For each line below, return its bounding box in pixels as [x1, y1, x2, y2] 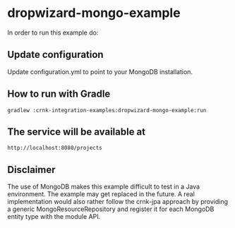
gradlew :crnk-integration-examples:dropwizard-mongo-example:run [7, 107, 207, 114]
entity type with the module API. [7, 212, 101, 221]
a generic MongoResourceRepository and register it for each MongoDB [7, 205, 215, 213]
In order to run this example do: [7, 28, 99, 37]
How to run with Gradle [7, 88, 111, 100]
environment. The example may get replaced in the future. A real [7, 190, 195, 198]
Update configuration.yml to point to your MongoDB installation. [7, 67, 193, 76]
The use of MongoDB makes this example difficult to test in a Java [7, 182, 200, 191]
